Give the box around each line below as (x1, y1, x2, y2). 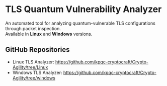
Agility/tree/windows (12, 74, 55, 81)
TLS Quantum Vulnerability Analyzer (5, 4, 162, 15)
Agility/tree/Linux (12, 64, 48, 70)
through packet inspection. (5, 25, 61, 31)
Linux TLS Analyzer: (12, 59, 54, 65)
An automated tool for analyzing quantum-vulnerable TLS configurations (5, 20, 156, 26)
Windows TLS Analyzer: (12, 69, 62, 75)
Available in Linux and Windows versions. (5, 31, 93, 37)
